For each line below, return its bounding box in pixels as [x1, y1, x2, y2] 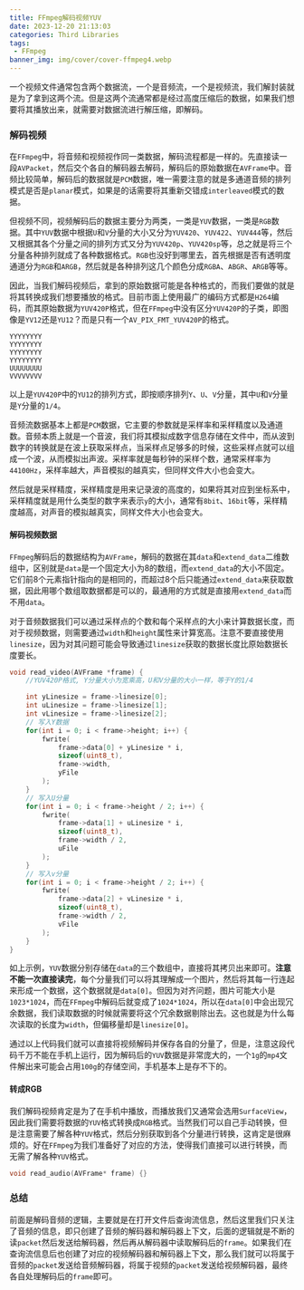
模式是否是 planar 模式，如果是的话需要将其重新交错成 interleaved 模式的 [9, 185, 277, 196]
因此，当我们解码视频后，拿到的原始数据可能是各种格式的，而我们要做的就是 [9, 280, 295, 291]
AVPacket [17, 164, 51, 173]
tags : [9, 38, 30, 48]
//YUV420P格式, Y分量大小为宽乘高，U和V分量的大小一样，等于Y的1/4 [25, 676, 253, 685]
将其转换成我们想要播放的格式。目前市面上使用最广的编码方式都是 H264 [9, 292, 271, 303]
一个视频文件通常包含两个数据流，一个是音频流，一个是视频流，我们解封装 [9, 82, 287, 91]
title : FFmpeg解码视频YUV [9, 13, 102, 23]
